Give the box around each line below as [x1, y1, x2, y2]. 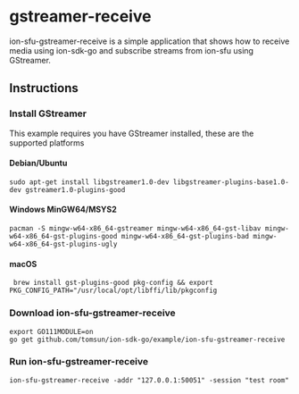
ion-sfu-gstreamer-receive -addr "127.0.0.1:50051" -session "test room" [9, 375, 290, 385]
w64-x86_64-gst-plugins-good [9, 232, 118, 241]
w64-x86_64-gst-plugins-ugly [9, 239, 118, 249]
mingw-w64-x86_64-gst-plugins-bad [120, 232, 250, 241]
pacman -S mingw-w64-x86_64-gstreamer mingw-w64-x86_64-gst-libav [9, 224, 262, 233]
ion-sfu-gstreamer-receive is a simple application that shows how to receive [9, 36, 290, 46]
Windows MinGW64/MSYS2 [9, 204, 118, 215]
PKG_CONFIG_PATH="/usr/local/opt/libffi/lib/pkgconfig [9, 286, 218, 296]
